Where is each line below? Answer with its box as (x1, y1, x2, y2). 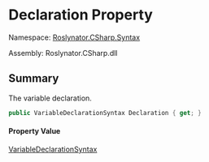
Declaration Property (8, 6, 153, 24)
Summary (8, 71, 59, 86)
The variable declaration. (8, 93, 92, 103)
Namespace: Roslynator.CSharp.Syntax (8, 32, 141, 42)
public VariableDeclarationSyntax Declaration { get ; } (8, 109, 202, 117)
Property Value (8, 126, 61, 136)
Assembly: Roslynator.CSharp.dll (8, 48, 118, 58)
